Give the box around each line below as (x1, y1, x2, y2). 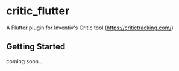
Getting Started (6, 42, 66, 52)
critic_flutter (6, 4, 70, 18)
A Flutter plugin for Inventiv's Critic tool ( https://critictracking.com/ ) (6, 24, 174, 31)
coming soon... (6, 57, 43, 64)
